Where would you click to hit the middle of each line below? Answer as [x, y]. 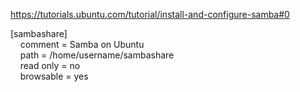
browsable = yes [54, 76]
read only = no [50, 65]
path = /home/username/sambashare [97, 55]
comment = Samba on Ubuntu [82, 44]
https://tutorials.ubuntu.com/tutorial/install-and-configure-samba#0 [150, 14]
